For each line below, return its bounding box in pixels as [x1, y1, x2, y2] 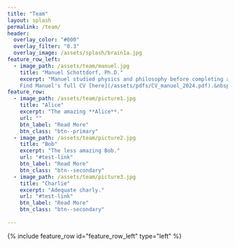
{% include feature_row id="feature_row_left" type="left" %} [7, 232, 182, 240]
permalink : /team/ [7, 23, 61, 30]
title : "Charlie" [20, 180, 71, 187]
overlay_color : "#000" [13, 36, 80, 44]
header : [7, 29, 30, 37]
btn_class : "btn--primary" [20, 128, 99, 135]
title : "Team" [7, 10, 49, 18]
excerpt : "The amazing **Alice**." [20, 108, 124, 115]
